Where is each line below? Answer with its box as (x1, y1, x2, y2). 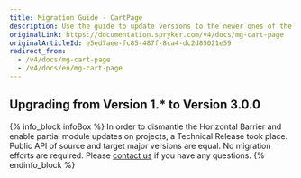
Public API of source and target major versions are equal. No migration (9, 140, 272, 151)
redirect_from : (9, 47, 67, 56)
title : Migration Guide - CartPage (9, 13, 143, 23)
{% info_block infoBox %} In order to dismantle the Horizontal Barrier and (9, 121, 282, 132)
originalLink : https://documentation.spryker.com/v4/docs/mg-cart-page (9, 30, 284, 39)
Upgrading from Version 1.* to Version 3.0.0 (9, 97, 261, 113)
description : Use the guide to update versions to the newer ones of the (9, 22, 293, 31)
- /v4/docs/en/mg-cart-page (17, 64, 123, 73)
